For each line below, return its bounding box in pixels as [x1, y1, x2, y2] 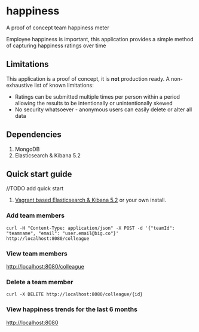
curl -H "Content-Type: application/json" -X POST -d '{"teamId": [6, 225, 175, 231]
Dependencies [6, 130, 62, 140]
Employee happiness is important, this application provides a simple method [6, 35, 194, 42]
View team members [6, 249, 68, 258]
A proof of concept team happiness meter [6, 24, 109, 31]
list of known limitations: [33, 81, 94, 89]
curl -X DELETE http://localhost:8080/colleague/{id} [6, 291, 143, 297]
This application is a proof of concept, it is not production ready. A [6, 75, 170, 82]
